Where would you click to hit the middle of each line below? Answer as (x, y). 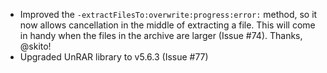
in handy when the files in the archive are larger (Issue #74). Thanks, (161, 35)
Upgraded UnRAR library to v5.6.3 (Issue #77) (114, 57)
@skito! (35, 46)
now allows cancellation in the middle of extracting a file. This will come (167, 25)
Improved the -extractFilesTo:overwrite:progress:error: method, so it (168, 14)
